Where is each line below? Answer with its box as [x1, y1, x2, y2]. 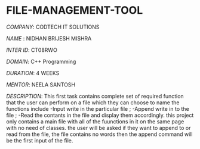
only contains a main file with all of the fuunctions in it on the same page [6, 117, 184, 125]
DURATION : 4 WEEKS [6, 69, 60, 76]
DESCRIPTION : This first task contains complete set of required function [6, 92, 184, 100]
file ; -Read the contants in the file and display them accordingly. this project [6, 111, 194, 119]
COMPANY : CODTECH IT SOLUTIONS [6, 23, 100, 30]
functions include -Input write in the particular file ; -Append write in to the [6, 105, 189, 112]
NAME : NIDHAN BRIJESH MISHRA [6, 35, 92, 42]
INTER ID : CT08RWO [6, 46, 58, 54]
